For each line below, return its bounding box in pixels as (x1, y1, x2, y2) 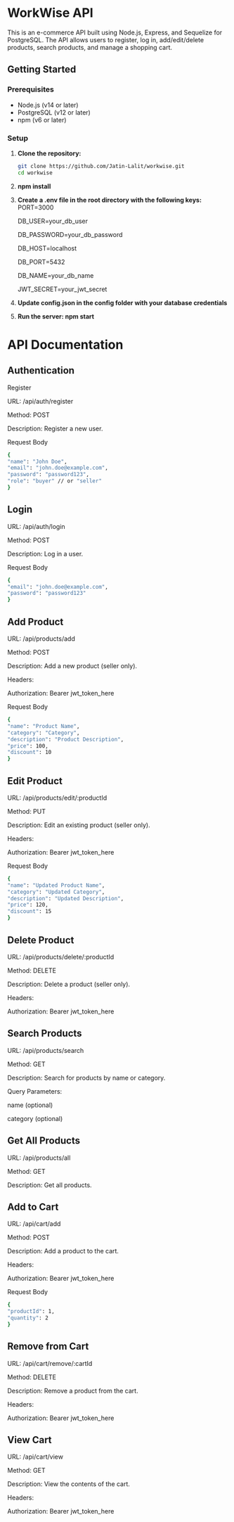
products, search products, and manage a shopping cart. (7, 43, 172, 51)
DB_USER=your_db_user (17, 217, 88, 225)
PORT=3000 (17, 203, 54, 212)
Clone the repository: (17, 149, 82, 158)
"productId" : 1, (7, 1308, 55, 1315)
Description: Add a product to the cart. (7, 1247, 119, 1255)
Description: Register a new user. (7, 424, 103, 433)
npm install (17, 181, 51, 191)
